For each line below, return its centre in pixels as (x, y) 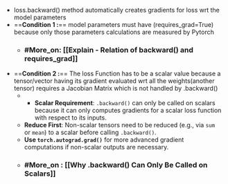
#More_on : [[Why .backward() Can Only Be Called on (116, 165)
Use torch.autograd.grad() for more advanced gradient (104, 140)
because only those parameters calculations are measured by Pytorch (114, 32)
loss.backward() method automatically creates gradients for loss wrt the (117, 10)
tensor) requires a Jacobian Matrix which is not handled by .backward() (116, 89)
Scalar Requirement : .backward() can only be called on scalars (125, 103)
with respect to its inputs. (71, 118)
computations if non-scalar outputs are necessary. (96, 147)
